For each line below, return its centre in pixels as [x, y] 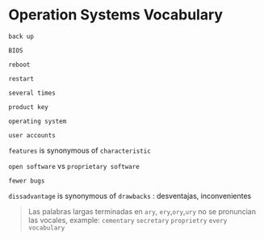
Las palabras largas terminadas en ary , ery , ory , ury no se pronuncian [142, 211]
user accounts [32, 135]
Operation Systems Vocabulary [116, 15]
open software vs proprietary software [74, 166]
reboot [19, 65]
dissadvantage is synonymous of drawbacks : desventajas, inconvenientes [130, 196]
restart [21, 78]
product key [28, 107]
